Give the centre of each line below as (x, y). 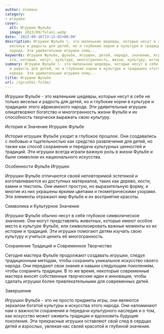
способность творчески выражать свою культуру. (58, 117)
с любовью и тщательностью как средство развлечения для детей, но (79, 141)
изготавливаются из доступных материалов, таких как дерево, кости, (78, 181)
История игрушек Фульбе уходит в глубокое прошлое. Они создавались (81, 136)
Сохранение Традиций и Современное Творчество (59, 245)
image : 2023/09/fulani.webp (38, 32)
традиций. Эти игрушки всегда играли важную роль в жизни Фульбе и (79, 152)
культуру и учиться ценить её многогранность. (54, 236)
